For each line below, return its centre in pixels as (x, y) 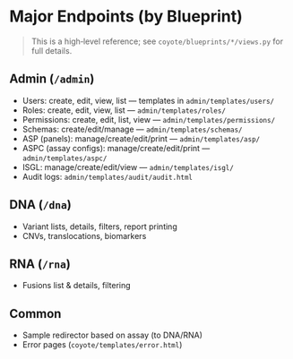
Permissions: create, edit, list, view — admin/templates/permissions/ (149, 119)
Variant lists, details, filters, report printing (99, 227)
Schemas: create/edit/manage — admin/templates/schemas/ (132, 129)
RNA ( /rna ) (40, 264)
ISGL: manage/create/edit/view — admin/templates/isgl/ (128, 167)
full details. (52, 50)
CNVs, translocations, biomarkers (84, 235)
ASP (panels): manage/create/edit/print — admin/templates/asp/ (141, 138)
